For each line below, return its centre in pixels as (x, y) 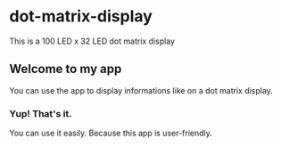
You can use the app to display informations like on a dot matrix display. (141, 90)
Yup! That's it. (41, 113)
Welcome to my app (66, 69)
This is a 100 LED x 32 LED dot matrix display (92, 41)
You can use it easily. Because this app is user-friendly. (111, 133)
